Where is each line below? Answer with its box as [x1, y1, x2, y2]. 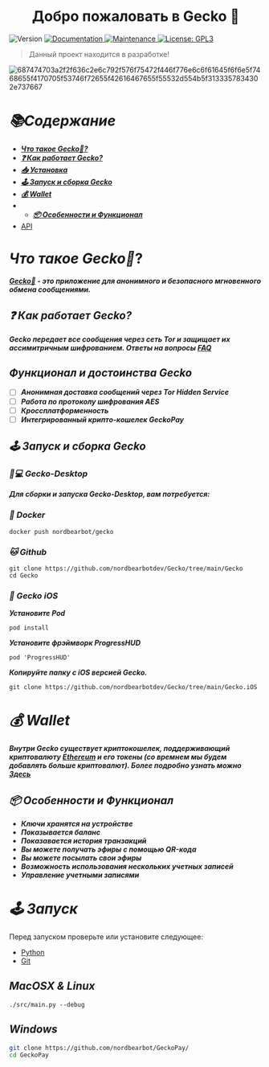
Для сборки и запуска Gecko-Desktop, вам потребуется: [9, 490, 210, 499]
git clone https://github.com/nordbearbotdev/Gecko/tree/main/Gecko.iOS [9, 683, 258, 691]
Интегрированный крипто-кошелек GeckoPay [20, 414, 184, 425]
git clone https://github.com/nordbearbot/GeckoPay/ [9, 1044, 190, 1052]
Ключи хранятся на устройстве [20, 819, 133, 829]
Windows [9, 1023, 59, 1036]
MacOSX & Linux [9, 979, 96, 993]
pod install [9, 624, 49, 632]
